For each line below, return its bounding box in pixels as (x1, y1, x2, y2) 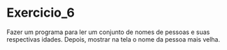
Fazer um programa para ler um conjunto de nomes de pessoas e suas (6, 28, 210, 36)
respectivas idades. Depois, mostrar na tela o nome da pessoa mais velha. (6, 35, 221, 43)
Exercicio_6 (6, 5, 75, 21)
